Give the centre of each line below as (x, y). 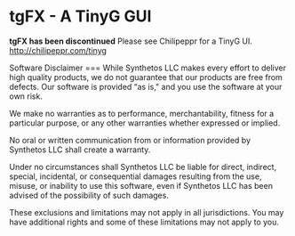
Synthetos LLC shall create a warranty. (80, 150)
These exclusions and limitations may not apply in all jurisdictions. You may (147, 212)
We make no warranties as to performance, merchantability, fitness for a (142, 113)
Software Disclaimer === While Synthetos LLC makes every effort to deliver (148, 68)
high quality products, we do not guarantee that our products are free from (146, 77)
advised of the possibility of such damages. (89, 195)
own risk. (26, 96)
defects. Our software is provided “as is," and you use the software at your (146, 86)
